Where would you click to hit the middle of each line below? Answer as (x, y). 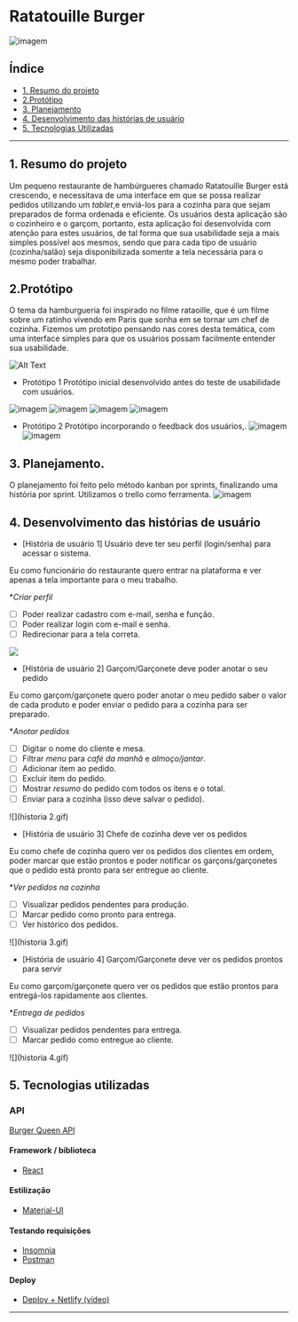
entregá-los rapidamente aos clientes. (78, 995)
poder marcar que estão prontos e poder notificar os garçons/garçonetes (143, 860)
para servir (42, 969)
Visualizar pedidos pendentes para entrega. (102, 1029)
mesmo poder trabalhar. (53, 261)
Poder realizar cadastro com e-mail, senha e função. (118, 614)
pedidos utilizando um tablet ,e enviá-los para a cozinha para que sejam (140, 204)
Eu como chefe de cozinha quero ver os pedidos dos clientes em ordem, (142, 851)
